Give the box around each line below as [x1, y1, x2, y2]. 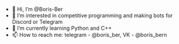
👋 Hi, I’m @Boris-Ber [11, 6, 63, 12]
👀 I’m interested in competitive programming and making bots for [11, 12, 173, 19]
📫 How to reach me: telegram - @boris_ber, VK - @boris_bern [11, 32, 167, 38]
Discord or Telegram [11, 18, 63, 25]
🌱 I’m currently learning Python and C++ [11, 24, 112, 32]
